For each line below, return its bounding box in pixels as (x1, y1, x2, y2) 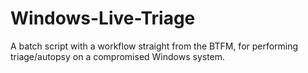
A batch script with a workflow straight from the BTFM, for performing (10, 40, 299, 52)
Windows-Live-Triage (10, 7, 196, 30)
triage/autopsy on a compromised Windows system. (10, 50, 226, 62)
